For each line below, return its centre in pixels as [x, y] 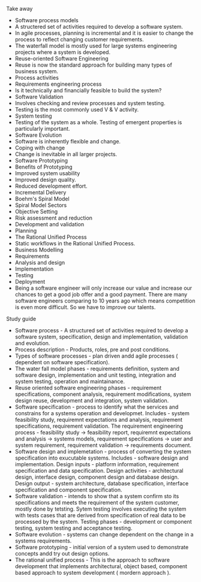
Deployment [30, 282]
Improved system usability [47, 173]
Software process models [47, 20]
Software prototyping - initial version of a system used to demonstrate [102, 547]
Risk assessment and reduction [54, 218]
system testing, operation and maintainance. [70, 381]
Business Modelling [39, 250]
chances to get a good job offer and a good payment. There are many [101, 294]
